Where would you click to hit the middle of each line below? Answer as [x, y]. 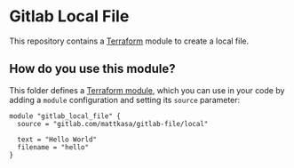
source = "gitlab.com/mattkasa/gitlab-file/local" [113, 124]
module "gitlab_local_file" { [65, 116]
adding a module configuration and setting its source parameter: [125, 100]
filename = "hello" [53, 147]
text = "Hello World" [57, 140]
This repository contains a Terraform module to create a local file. [129, 41]
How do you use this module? [92, 69]
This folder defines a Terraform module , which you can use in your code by [147, 90]
